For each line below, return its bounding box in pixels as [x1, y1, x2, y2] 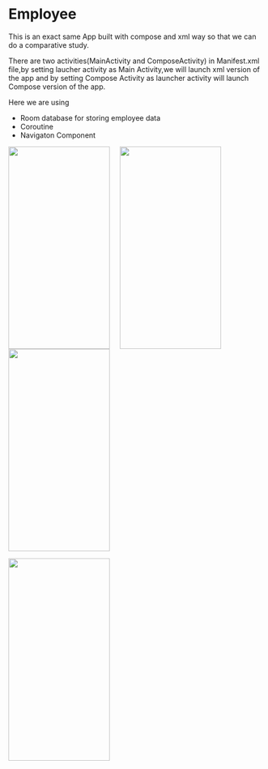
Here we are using [8, 97, 70, 107]
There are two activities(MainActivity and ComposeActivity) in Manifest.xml [8, 56, 260, 66]
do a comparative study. [8, 40, 89, 49]
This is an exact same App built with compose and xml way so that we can [8, 32, 257, 41]
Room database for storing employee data [19, 113, 161, 122]
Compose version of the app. [8, 82, 106, 91]
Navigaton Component [19, 130, 96, 140]
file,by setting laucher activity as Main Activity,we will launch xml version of [8, 64, 261, 74]
